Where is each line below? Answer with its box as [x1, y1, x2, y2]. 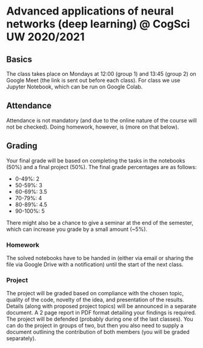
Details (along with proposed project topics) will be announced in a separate [6, 303, 197, 310]
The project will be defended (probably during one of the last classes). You [6, 315, 194, 323]
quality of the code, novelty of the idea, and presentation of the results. [6, 296, 184, 304]
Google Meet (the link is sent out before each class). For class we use [6, 77, 181, 84]
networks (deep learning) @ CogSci [6, 17, 190, 31]
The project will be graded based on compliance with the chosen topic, [6, 290, 184, 297]
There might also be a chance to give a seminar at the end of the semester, [6, 219, 194, 226]
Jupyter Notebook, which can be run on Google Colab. [6, 83, 143, 90]
